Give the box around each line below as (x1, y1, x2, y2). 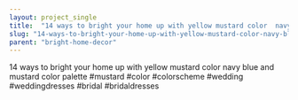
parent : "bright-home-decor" (9, 37, 117, 47)
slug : (9, 29, 29, 38)
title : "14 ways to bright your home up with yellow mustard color (9, 21, 268, 30)
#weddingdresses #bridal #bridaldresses (9, 81, 160, 91)
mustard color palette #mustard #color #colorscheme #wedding (9, 72, 244, 82)
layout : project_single (9, 12, 98, 22)
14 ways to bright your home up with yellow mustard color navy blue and (9, 62, 275, 73)
